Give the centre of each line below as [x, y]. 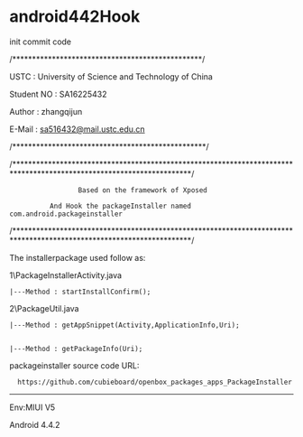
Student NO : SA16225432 [58, 94]
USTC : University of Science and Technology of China [111, 76]
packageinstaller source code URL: [74, 365]
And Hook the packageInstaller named [120, 206]
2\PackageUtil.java [44, 308]
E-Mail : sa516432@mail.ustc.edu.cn [78, 129]
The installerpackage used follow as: [78, 257]
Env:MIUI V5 [32, 407]
